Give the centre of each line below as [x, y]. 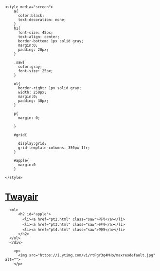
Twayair [22, 197]
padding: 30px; [33, 101]
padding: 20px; [33, 50]
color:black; [31, 16]
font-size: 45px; [36, 33]
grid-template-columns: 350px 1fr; [54, 148]
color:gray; [30, 67]
